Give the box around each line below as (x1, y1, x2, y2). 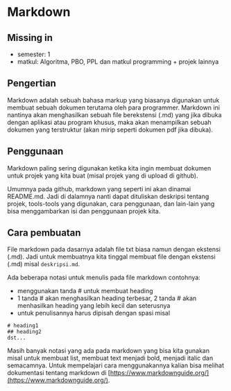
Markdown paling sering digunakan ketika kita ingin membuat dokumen (7, 164, 212, 172)
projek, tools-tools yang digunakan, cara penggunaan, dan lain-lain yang (7, 199, 215, 208)
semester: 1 (17, 50, 51, 58)
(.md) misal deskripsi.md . (7, 260, 80, 268)
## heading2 (7, 329, 42, 336)
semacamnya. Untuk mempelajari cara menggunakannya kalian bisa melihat (7, 361, 224, 370)
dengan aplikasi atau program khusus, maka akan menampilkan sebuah (7, 118, 212, 126)
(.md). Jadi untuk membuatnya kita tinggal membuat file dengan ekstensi (7, 252, 216, 261)
